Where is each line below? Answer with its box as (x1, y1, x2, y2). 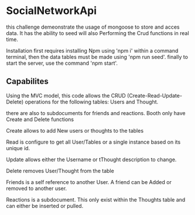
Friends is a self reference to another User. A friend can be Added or (6, 178, 172, 185)
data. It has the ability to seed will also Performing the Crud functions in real (6, 29, 189, 36)
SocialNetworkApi (6, 4, 97, 18)
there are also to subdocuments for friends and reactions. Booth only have (6, 109, 186, 116)
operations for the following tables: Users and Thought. (25, 98, 159, 105)
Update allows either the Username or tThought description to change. (6, 156, 177, 163)
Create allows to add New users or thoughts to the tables (6, 127, 144, 134)
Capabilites (6, 77, 49, 86)
